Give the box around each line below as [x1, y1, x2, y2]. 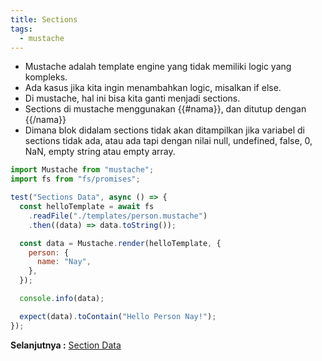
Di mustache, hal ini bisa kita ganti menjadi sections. [24, 92, 241, 105]
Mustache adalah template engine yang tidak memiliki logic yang [24, 61, 292, 73]
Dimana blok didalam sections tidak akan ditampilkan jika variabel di [24, 124, 305, 136]
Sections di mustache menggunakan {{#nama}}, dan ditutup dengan [24, 103, 307, 115]
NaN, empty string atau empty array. [24, 146, 176, 158]
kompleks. [24, 71, 68, 83]
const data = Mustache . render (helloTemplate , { [19, 238, 222, 248]
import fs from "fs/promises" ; [10, 174, 141, 185]
